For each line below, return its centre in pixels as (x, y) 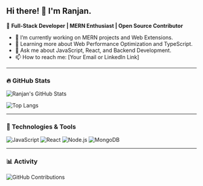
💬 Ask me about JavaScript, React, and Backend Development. (93, 50)
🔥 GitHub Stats (28, 80)
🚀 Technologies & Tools (41, 127)
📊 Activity (22, 162)
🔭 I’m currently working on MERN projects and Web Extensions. (94, 37)
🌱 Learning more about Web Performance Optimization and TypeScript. (104, 43)
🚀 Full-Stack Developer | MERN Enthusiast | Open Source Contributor (95, 25)
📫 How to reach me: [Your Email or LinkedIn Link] (77, 57)
